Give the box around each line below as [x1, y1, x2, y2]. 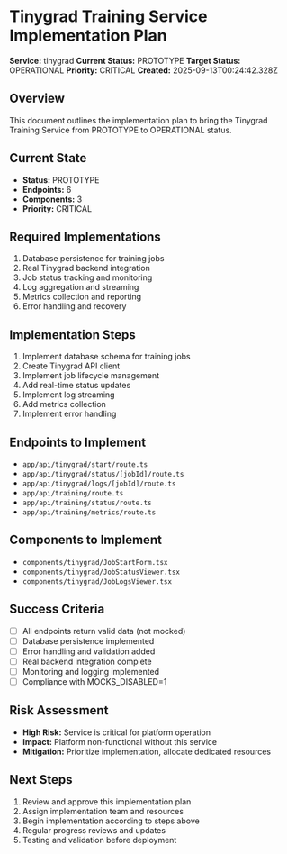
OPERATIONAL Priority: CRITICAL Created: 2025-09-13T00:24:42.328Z [9, 65, 279, 76]
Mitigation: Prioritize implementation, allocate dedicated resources [22, 746, 272, 757]
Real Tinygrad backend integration [22, 263, 150, 274]
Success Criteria [9, 602, 105, 617]
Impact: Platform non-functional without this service [22, 736, 218, 747]
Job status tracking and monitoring [22, 272, 153, 283]
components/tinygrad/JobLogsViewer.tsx [22, 577, 173, 586]
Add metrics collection [22, 399, 106, 410]
